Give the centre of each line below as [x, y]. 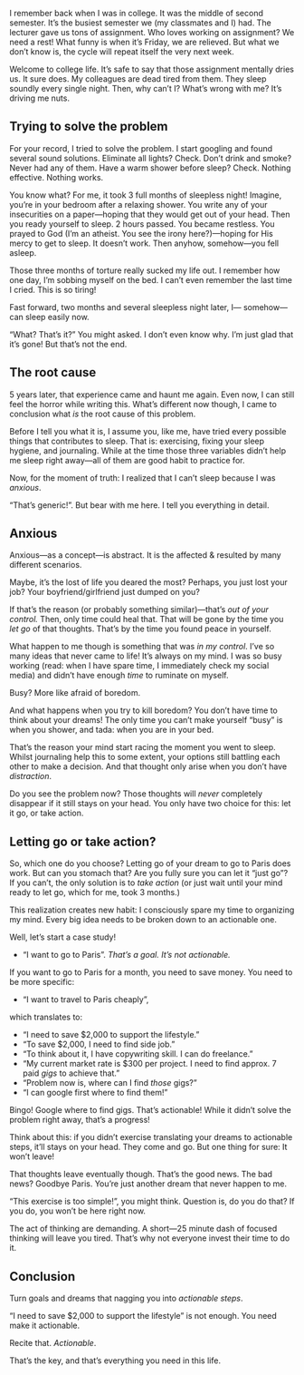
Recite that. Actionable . [53, 1343]
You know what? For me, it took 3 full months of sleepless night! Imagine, [146, 195]
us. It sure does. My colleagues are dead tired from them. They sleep [138, 79]
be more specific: [42, 982]
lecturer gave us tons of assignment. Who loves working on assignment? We [152, 32]
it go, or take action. [47, 813]
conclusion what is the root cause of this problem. [103, 414]
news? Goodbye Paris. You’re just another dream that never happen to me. [148, 1184]
